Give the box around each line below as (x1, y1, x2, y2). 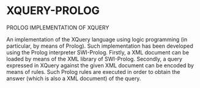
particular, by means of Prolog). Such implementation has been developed (6, 42, 194, 50)
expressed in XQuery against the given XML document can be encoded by (6, 62, 194, 69)
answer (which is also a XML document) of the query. (6, 75, 141, 82)
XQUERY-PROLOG (6, 4, 100, 18)
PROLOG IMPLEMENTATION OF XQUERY (6, 24, 109, 31)
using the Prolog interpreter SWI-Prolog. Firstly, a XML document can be (6, 48, 190, 56)
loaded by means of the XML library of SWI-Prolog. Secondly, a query (6, 55, 182, 62)
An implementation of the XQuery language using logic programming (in (6, 35, 188, 43)
